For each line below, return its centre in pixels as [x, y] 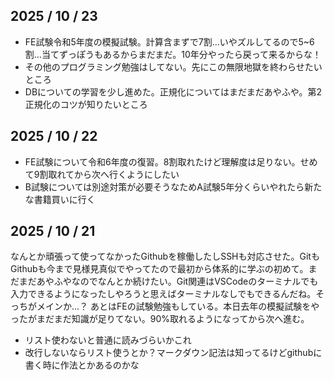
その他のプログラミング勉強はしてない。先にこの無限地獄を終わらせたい [173, 66]
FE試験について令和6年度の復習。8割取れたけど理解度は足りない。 [162, 161]
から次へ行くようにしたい [127, 174]
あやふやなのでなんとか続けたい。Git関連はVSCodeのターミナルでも [177, 281]
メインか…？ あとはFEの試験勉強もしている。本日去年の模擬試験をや [178, 306]
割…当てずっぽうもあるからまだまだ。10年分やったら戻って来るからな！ [173, 54]
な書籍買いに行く [60, 199]
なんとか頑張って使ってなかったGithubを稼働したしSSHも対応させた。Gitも [165, 256]
